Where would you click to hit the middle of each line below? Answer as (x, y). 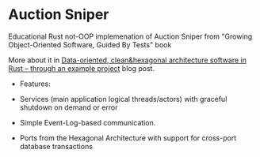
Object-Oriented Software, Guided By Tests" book (90, 44)
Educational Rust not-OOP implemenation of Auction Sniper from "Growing (130, 36)
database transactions (56, 146)
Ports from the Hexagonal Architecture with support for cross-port (128, 138)
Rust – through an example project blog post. (82, 68)
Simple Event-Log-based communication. (88, 122)
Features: (35, 84)
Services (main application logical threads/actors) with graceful (123, 99)
